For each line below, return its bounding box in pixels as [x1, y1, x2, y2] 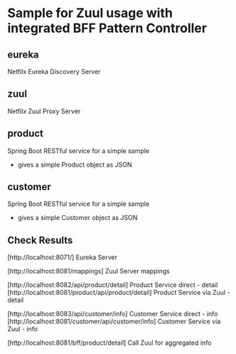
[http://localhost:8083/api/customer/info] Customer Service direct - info [7, 310, 218, 318]
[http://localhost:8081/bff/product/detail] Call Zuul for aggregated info [7, 338, 212, 347]
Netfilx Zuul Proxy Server [7, 107, 81, 115]
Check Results [7, 234, 73, 246]
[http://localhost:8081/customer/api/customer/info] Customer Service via [7, 317, 221, 326]
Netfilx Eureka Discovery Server [7, 68, 101, 76]
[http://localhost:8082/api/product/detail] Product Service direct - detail [7, 281, 218, 289]
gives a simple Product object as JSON [17, 160, 132, 169]
